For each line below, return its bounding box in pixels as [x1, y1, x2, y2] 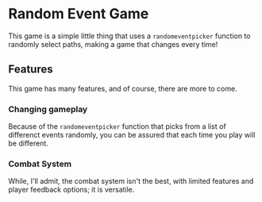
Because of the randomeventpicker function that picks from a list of [8, 122, 226, 131]
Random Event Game [8, 5, 149, 23]
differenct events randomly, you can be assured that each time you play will [8, 130, 256, 140]
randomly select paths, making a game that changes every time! [8, 39, 218, 49]
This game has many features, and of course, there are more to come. [8, 84, 237, 93]
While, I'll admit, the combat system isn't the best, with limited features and [8, 177, 254, 186]
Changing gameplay [8, 103, 88, 115]
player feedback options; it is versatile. [8, 185, 135, 195]
